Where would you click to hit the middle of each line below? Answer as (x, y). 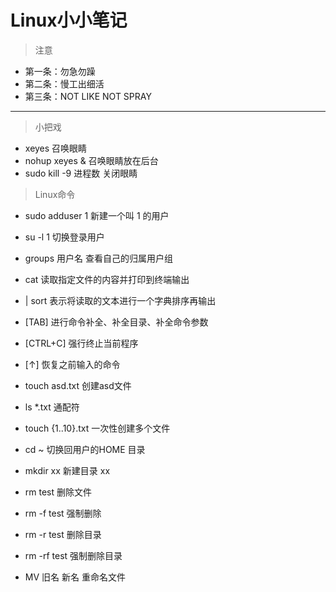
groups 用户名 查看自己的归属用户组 (98, 258)
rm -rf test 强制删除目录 (73, 555)
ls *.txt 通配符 (52, 407)
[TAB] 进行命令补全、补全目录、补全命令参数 (116, 322)
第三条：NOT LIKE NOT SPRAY (88, 96)
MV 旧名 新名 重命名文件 (75, 577)
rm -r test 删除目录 (63, 534)
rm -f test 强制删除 (63, 513)
